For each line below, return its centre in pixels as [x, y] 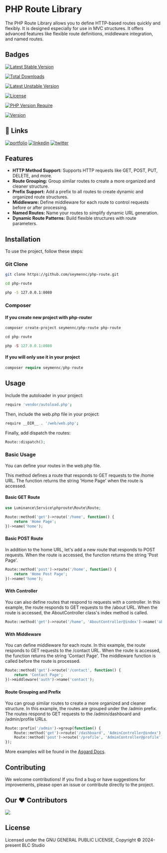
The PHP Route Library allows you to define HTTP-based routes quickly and [83, 23]
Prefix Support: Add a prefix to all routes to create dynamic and [78, 192]
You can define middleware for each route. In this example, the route [75, 645]
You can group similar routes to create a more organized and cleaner [76, 703]
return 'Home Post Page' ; [41, 574]
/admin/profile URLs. [26, 719]
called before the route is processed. [43, 661]
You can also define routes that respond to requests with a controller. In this [83, 602]
